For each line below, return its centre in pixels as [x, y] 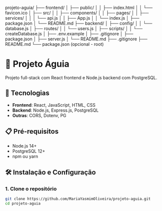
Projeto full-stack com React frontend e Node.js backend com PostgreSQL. [81, 77]
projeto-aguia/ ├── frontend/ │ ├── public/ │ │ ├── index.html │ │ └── [79, 8]
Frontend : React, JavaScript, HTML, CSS [54, 105]
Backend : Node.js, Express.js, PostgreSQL [55, 110]
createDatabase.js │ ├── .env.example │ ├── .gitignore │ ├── [69, 34]
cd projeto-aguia [23, 204]
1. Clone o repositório [31, 188]
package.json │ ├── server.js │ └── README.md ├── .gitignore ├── [76, 39]
